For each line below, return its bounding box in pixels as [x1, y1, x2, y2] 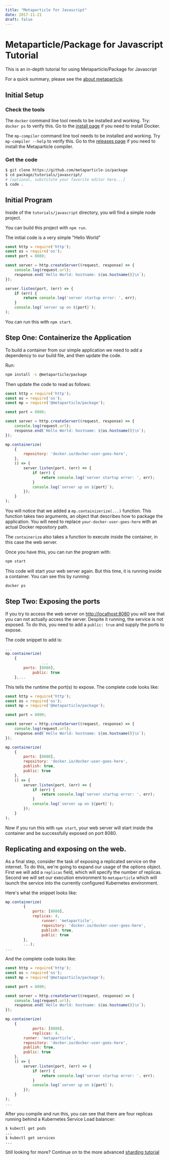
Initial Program [5, 196, 53, 204]
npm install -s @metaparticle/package [5, 372, 87, 377]
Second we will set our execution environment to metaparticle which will [5, 874, 157, 881]
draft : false [5, 17, 33, 22]
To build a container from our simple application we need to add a [5, 347, 143, 353]
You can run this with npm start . [5, 319, 72, 325]
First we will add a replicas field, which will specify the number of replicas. [5, 869, 162, 875]
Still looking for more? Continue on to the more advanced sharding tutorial [5, 1149, 159, 1155]
